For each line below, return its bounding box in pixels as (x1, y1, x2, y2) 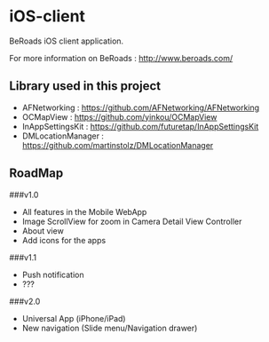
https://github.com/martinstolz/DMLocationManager (21, 139, 214, 150)
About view (21, 225, 64, 236)
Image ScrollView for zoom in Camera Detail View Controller (21, 216, 242, 227)
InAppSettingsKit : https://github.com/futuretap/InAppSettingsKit (21, 121, 259, 131)
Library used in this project (9, 78, 162, 94)
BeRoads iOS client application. (9, 36, 124, 46)
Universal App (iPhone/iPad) (21, 313, 126, 323)
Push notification (21, 269, 84, 280)
